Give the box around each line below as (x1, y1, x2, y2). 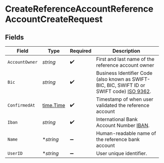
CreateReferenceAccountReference (5, 3, 154, 15)
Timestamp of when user (96, 96, 154, 103)
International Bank (96, 116, 138, 123)
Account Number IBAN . (96, 122, 150, 128)
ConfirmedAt (7, 103, 36, 108)
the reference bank (96, 136, 140, 143)
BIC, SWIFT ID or (106, 82, 145, 89)
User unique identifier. (96, 150, 147, 157)
